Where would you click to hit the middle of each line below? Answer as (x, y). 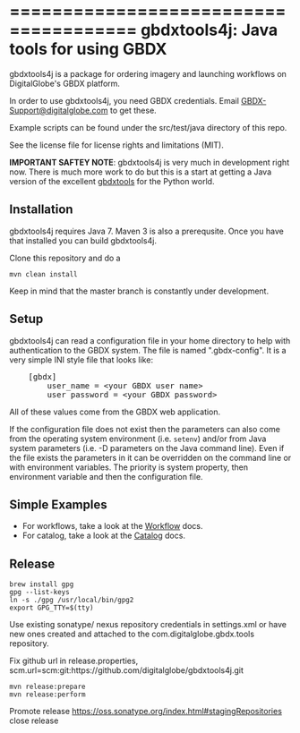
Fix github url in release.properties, (74, 661)
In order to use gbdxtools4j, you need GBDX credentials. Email (124, 100)
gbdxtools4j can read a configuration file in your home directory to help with (150, 340)
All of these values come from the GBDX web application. (115, 412)
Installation (41, 210)
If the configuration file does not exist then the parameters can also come (145, 429)
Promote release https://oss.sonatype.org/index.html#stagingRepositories (146, 712)
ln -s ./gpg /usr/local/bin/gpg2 (72, 601)
